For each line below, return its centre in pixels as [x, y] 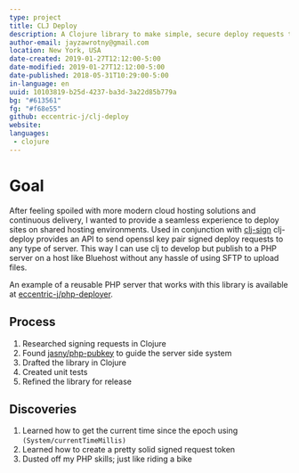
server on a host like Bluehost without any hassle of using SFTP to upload [144, 257]
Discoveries [43, 409]
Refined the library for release [77, 381]
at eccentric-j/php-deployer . [61, 294]
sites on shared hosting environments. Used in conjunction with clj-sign [140, 229]
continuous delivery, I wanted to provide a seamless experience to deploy [144, 220]
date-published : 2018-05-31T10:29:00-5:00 [89, 76]
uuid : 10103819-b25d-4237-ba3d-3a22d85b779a [93, 92]
